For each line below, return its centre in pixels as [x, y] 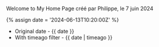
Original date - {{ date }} [44, 31]
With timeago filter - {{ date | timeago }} [63, 37]
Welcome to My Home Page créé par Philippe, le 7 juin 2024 [80, 9]
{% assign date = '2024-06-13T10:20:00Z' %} [63, 20]
